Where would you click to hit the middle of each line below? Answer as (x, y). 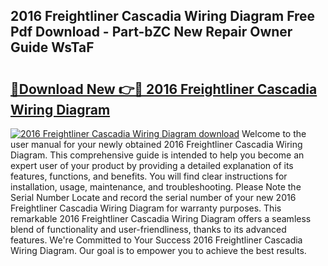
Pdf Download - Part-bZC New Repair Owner (151, 32)
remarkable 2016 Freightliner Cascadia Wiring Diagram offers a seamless (161, 218)
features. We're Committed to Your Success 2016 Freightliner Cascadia (156, 240)
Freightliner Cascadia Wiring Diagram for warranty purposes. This (146, 208)
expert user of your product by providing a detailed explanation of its (152, 165)
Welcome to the (274, 133)
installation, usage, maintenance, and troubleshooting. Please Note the (156, 187)
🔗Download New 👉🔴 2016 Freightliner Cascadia (164, 89)
